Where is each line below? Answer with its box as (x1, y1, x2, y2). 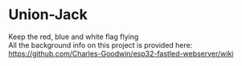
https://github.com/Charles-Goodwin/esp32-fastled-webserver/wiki (8, 49, 234, 58)
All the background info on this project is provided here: (8, 40, 193, 49)
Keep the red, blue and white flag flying (8, 32, 139, 41)
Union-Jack (8, 6, 88, 24)
